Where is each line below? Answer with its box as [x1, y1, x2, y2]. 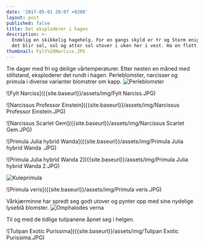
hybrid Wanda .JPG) [6, 144, 56, 151]
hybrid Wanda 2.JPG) [6, 162, 60, 170]
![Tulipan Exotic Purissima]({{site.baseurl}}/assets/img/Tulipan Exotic [6, 227, 179, 234]
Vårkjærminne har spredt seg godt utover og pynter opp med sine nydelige [6, 198, 194, 205]
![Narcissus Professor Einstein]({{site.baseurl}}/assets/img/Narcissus [6, 101, 180, 108]
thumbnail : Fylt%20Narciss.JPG [6, 48, 86, 55]
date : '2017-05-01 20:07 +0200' [6, 8, 88, 15]
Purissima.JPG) [6, 234, 45, 241]
